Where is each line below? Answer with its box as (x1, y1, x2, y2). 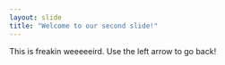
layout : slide (9, 12, 63, 22)
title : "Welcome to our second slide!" (9, 21, 159, 30)
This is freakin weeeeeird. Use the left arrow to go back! (9, 45, 217, 56)
